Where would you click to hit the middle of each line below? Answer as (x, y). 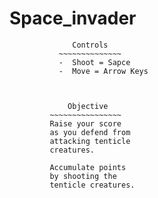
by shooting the (83, 176)
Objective (88, 106)
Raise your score (85, 123)
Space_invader (73, 18)
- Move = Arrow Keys (103, 71)
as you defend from (90, 132)
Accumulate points (88, 167)
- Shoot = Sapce (94, 62)
